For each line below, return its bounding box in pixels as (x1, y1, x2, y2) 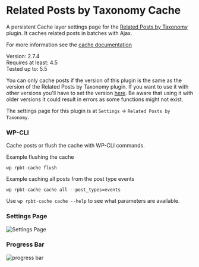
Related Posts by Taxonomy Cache (6, 4, 181, 17)
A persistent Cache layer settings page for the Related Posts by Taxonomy (6, 23, 188, 30)
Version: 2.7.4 (6, 52, 40, 59)
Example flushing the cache (6, 153, 74, 161)
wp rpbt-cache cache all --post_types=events (6, 187, 121, 193)
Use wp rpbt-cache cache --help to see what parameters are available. (6, 197, 180, 205)
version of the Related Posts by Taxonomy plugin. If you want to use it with (6, 83, 189, 90)
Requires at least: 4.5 (6, 59, 58, 66)
